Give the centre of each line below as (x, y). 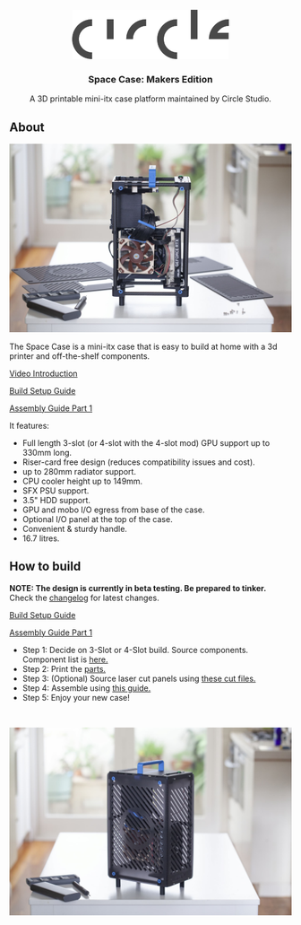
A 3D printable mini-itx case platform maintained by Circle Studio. (150, 99)
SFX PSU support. (56, 490)
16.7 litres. (41, 538)
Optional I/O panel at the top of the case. (97, 519)
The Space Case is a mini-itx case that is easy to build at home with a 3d (143, 346)
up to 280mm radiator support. (79, 471)
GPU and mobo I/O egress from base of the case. (113, 510)
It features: (29, 425)
